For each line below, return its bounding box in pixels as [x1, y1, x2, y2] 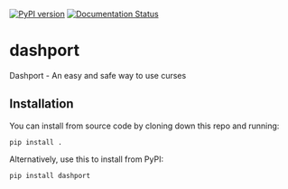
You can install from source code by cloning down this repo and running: [9, 120, 280, 131]
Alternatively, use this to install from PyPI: [9, 154, 164, 165]
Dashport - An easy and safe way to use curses [9, 70, 187, 80]
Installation [9, 96, 74, 112]
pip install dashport [9, 171, 91, 180]
